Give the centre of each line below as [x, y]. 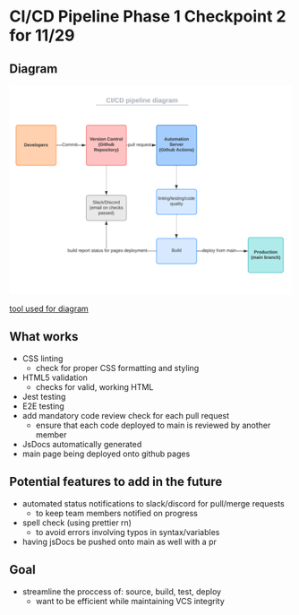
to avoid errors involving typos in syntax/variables [128, 532]
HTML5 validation [55, 377]
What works [44, 337]
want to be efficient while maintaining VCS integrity [130, 601]
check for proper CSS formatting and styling [117, 368]
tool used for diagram [49, 309]
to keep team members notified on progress [117, 513]
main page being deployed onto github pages [106, 454]
